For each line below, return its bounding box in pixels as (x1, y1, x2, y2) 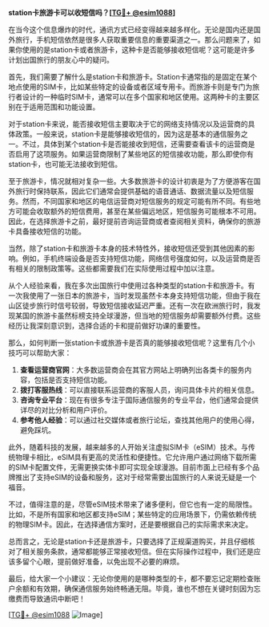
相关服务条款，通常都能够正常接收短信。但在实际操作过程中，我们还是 (22, 547, 254, 556)
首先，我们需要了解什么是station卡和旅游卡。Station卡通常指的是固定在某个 (8, 72, 258, 81)
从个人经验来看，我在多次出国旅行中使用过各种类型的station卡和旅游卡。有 (8, 281, 255, 290)
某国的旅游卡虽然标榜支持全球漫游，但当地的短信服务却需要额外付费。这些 (14, 311, 261, 320)
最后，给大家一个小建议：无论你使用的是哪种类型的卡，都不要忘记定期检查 (8, 574, 254, 583)
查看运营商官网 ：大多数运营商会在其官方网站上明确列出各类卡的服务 (19, 365, 245, 374)
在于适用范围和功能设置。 (14, 102, 100, 112)
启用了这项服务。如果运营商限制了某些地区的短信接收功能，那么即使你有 (14, 149, 254, 159)
